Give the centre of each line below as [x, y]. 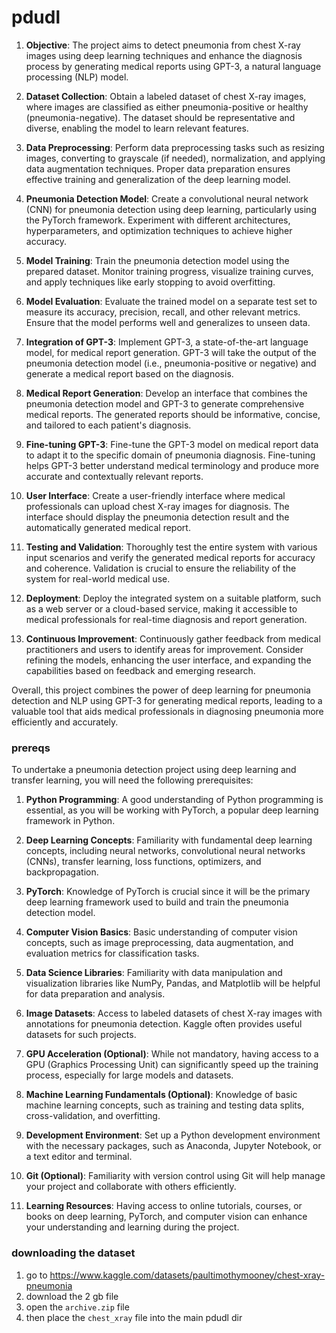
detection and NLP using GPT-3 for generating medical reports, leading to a [167, 700]
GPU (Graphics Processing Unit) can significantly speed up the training [172, 1065]
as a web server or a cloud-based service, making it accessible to [161, 608]
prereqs [31, 748]
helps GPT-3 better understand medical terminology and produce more [172, 465]
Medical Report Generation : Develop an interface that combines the [166, 393]
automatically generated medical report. [108, 527]
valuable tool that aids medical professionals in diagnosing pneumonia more [167, 711]
